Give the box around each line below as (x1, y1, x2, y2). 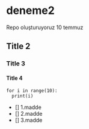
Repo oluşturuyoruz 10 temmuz (6, 24, 84, 31)
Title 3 (6, 59, 25, 68)
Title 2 (6, 41, 31, 51)
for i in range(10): (6, 88, 58, 94)
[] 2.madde (14, 110, 43, 117)
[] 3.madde (14, 116, 43, 124)
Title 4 (6, 74, 23, 82)
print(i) (11, 93, 34, 99)
